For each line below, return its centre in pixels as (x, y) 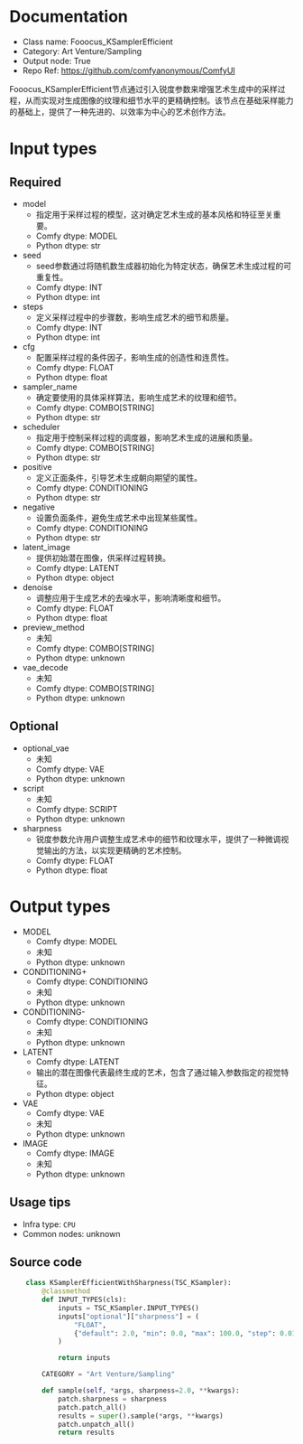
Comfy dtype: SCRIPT (77, 809)
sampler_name (50, 387)
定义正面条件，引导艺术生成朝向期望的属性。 (119, 477)
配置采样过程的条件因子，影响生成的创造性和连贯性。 (135, 357)
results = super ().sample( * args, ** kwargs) (140, 1416)
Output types (60, 906)
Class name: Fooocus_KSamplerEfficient (97, 42)
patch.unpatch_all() (96, 1424)
